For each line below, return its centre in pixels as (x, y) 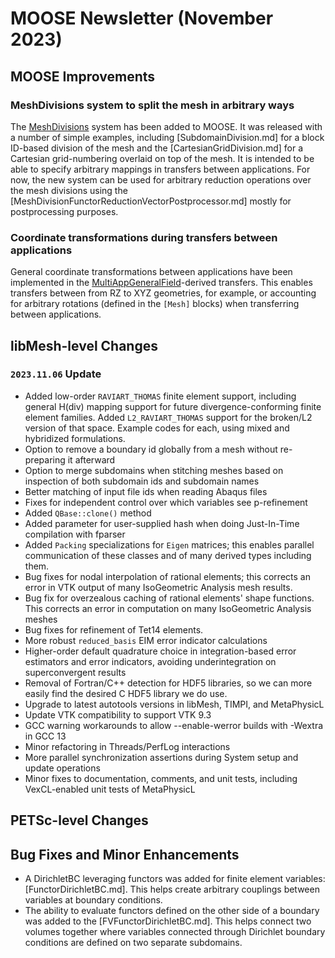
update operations (62, 768)
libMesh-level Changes (84, 345)
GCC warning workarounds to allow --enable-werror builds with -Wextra (174, 725)
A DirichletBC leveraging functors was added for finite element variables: (175, 879)
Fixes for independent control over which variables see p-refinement (166, 502)
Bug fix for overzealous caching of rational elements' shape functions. (169, 598)
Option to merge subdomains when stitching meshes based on (154, 470)
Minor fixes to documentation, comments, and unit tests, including (161, 778)
